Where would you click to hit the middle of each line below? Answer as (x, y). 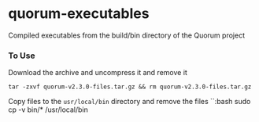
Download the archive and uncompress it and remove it (98, 73)
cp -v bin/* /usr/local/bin (48, 109)
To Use (22, 56)
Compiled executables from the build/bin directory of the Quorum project (127, 35)
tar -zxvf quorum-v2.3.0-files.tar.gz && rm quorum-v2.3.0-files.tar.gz (130, 87)
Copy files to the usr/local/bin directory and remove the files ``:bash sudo (129, 102)
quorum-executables (79, 14)
